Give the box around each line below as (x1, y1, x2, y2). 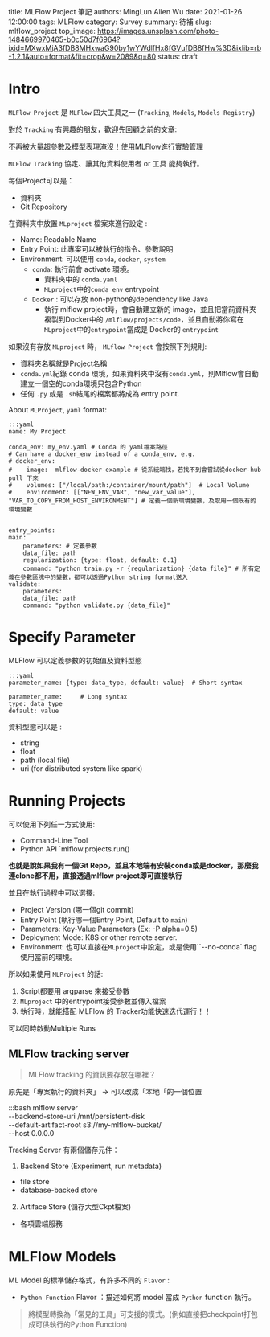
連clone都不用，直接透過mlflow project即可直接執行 (8, 871, 182, 880)
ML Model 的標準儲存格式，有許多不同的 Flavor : (8, 1275, 170, 1285)
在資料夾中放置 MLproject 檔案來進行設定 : (8, 218, 148, 228)
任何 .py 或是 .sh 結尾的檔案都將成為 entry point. (19, 388, 180, 398)
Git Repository (19, 202, 68, 211)
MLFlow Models (8, 1247, 117, 1265)
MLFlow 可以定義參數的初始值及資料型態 (8, 655, 142, 665)
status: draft (157, 51, 198, 61)
